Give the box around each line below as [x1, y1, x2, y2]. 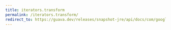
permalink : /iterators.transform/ [5, 12, 79, 17]
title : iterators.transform [5, 7, 65, 13]
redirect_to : [5, 17, 33, 22]
